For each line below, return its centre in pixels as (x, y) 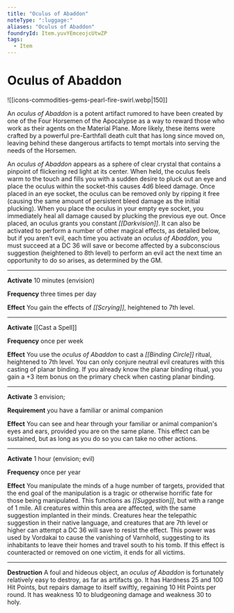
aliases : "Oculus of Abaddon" (51, 27)
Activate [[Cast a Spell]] (42, 327)
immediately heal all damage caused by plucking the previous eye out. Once (117, 215)
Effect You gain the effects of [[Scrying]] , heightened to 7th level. (101, 307)
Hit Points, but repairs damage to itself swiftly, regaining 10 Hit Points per (112, 587)
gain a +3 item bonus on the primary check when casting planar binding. (111, 377)
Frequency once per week (45, 341)
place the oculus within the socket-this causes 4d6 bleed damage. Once (111, 186)
